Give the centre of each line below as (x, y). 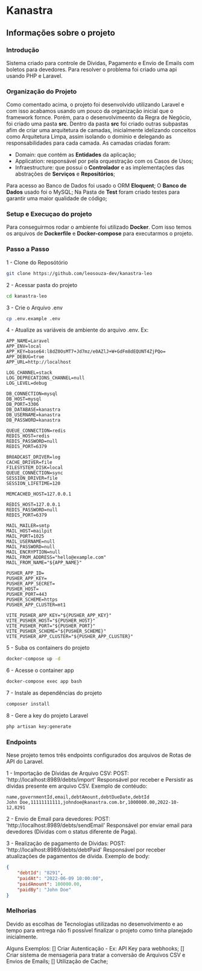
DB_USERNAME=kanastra (33, 415)
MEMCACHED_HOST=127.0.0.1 (39, 494)
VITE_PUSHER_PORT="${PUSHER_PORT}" (51, 626)
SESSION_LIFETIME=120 (33, 484)
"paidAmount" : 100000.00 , (50, 884)
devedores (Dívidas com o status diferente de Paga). (72, 832)
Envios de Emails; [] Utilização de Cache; (57, 961)
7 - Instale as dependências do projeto (54, 693)
